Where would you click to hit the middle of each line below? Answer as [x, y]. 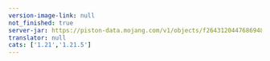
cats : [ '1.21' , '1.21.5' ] [50, 45]
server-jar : [28, 30]
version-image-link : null [51, 15]
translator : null [37, 38]
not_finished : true [41, 23]
